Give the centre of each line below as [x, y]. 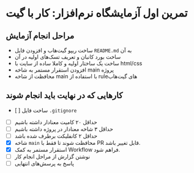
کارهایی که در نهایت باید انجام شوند [64, 96]
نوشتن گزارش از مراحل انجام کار [52, 156]
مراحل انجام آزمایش [40, 36]
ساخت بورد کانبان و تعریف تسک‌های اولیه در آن [68, 57]
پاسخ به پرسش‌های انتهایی [44, 164]
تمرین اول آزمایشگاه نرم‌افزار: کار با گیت [97, 13]
